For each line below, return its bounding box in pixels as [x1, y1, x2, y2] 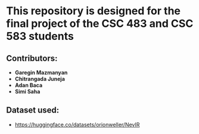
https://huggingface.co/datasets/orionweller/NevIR [14, 121, 140, 128]
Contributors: [6, 53, 58, 63]
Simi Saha [14, 88, 41, 95]
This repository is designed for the [6, 4, 181, 18]
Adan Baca [14, 82, 43, 89]
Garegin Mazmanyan [14, 69, 68, 76]
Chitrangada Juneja [14, 76, 66, 82]
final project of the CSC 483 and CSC [6, 17, 194, 30]
